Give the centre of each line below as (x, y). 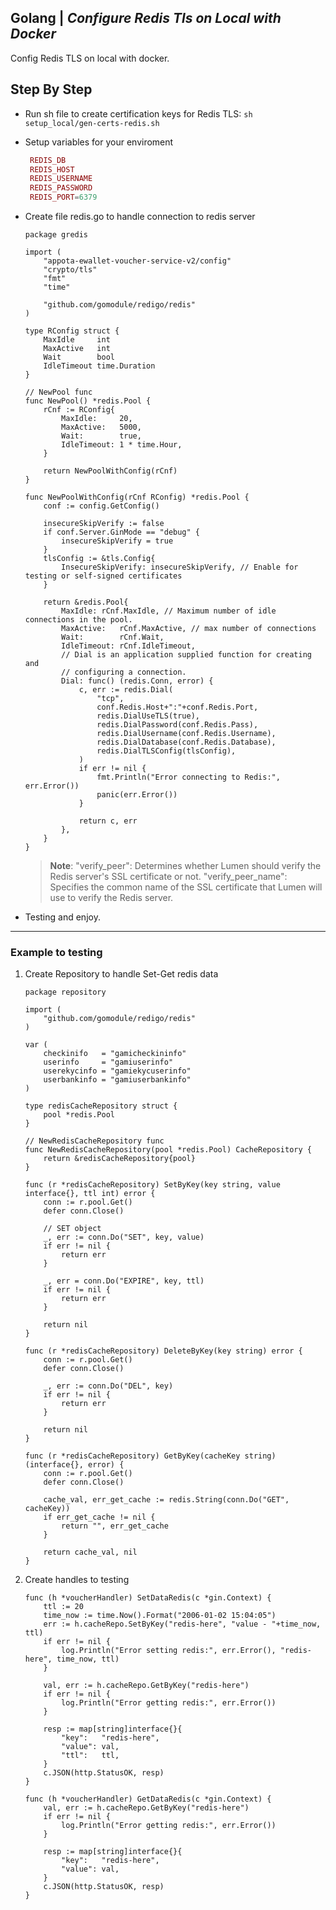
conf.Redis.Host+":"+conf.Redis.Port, (177, 707)
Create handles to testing (77, 1580)
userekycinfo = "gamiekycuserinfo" (117, 1071)
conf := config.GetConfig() (101, 506)
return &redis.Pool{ (86, 602)
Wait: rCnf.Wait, (113, 637)
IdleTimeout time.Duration (99, 366)
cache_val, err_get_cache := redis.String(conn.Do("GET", (166, 1500)
